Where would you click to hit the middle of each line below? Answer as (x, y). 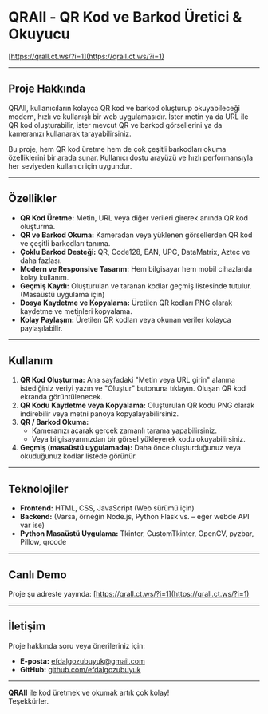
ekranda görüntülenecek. (61, 397)
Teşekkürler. (29, 701)
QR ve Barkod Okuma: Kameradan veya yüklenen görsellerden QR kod (136, 235)
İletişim (27, 627)
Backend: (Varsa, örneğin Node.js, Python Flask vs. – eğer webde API (134, 517)
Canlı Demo (37, 575)
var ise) (32, 525)
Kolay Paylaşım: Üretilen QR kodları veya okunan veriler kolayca (125, 319)
